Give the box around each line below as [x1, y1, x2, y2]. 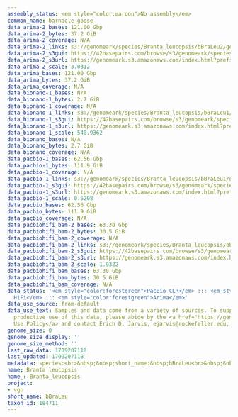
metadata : [7, 360, 37, 367]
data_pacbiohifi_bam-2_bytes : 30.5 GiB [7, 228, 125, 235]
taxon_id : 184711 [7, 399, 59, 406]
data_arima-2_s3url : [7, 57, 69, 64]
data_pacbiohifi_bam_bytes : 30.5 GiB [7, 274, 119, 281]
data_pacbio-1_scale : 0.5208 [7, 195, 93, 202]
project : [7, 379, 33, 387]
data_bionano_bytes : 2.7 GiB [7, 143, 93, 150]
